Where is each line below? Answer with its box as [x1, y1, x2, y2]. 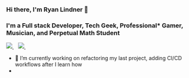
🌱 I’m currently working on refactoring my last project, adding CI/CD [14, 55, 182, 62]
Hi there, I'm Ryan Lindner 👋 [6, 5, 88, 14]
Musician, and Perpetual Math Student [6, 29, 120, 37]
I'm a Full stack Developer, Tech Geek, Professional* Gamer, [6, 21, 184, 29]
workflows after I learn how [14, 61, 82, 68]
